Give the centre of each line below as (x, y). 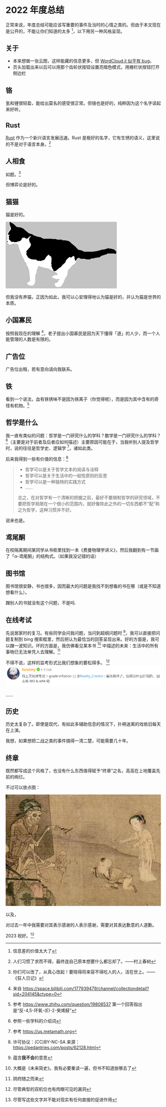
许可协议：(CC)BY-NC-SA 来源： (46, 1042)
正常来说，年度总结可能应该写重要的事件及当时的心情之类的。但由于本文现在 (83, 25)
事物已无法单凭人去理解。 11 (33, 651)
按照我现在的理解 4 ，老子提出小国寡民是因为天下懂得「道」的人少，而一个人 (83, 333)
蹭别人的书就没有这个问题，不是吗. (41, 603)
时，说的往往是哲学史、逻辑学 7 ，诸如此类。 (50, 448)
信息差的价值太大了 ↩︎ (35, 950)
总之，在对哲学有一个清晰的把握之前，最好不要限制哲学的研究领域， (87, 497)
